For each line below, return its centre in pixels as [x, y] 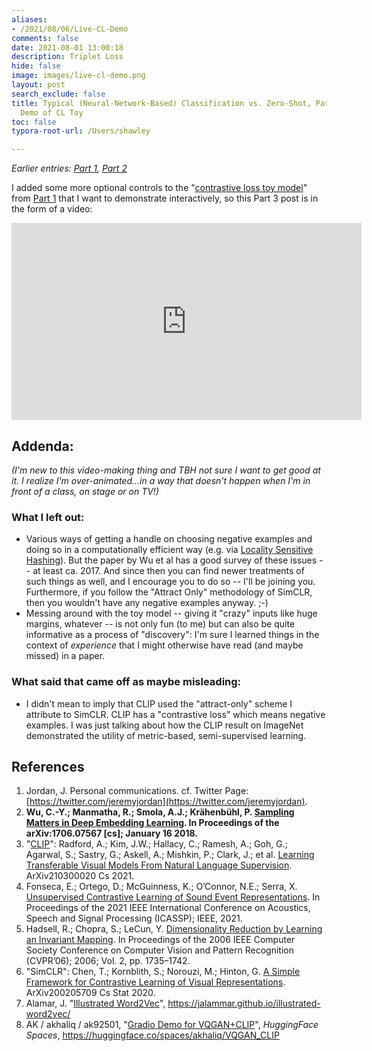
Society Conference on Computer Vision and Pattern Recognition [159, 950]
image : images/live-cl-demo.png [78, 76]
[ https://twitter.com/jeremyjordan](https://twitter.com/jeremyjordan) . [166, 802]
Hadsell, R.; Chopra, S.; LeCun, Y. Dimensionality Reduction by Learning [174, 929]
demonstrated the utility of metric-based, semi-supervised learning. [166, 735]
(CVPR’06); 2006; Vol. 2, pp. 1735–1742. [108, 961]
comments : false [45, 38]
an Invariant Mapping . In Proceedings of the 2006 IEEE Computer [160, 940]
